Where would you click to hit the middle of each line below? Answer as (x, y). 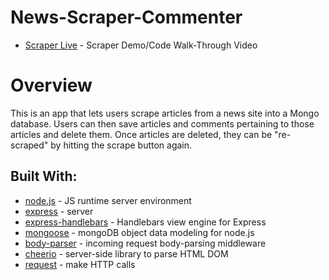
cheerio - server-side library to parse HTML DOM (126, 253)
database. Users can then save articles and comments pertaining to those (162, 123)
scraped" (29, 145)
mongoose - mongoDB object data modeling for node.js (139, 232)
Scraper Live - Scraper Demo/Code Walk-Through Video (141, 45)
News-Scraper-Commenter (126, 17)
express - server (59, 211)
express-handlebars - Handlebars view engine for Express (145, 222)
